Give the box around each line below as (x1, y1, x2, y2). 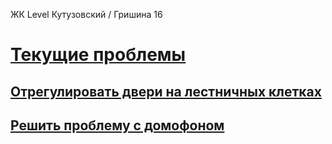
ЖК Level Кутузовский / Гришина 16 (10, 9, 163, 20)
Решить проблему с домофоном (10, 117, 225, 134)
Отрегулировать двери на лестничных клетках (10, 83, 322, 100)
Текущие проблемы (10, 44, 187, 66)
